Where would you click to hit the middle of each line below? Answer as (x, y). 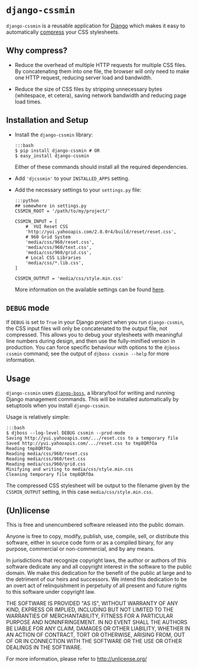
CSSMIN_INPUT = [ (36, 221)
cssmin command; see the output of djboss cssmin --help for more (88, 354)
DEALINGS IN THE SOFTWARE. (44, 647)
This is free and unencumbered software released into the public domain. (95, 525)
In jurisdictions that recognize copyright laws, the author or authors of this (96, 560)
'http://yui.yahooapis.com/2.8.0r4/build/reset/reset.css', (101, 232)
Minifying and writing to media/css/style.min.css (70, 469)
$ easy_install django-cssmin (52, 156)
